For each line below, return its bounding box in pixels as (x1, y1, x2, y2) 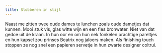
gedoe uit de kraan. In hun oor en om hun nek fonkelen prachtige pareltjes (5, 31, 158, 37)
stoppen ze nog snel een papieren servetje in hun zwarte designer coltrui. (5, 42, 157, 48)
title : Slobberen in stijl (5, 7, 61, 12)
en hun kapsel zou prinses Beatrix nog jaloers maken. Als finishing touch (5, 37, 154, 43)
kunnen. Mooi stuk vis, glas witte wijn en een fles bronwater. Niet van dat (5, 26, 155, 32)
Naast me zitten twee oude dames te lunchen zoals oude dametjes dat (5, 21, 150, 27)
